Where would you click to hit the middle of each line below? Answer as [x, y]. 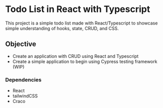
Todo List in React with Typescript [78, 9]
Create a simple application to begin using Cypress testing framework [85, 61]
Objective [21, 44]
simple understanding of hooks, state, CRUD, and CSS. [62, 28]
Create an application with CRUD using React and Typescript [75, 56]
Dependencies [23, 79]
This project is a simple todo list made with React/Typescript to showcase [81, 23]
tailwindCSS [25, 96]
